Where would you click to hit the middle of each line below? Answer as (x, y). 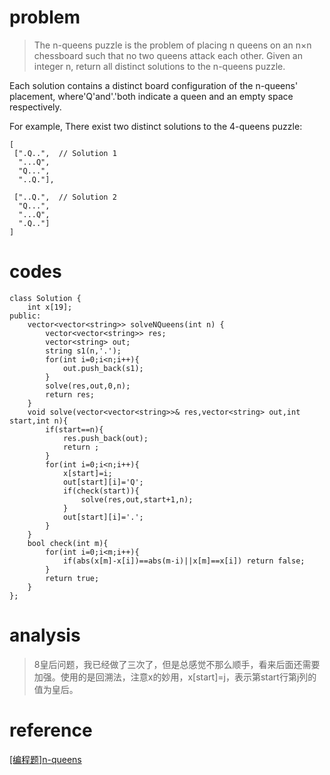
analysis (45, 635)
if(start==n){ (74, 429)
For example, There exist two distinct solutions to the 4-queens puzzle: (156, 126)
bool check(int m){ (68, 543)
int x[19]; (50, 307)
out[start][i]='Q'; (103, 482)
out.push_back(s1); (103, 368)
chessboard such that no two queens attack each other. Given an (168, 55)
